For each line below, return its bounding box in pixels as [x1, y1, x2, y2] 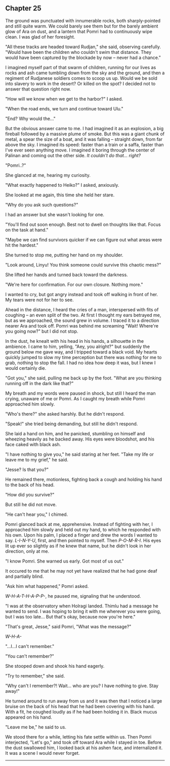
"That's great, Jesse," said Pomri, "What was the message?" [5, 623, 132, 630]
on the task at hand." [5, 226, 49, 233]
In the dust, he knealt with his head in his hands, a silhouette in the [5, 338, 144, 344]
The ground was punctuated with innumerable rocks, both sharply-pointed [5, 17, 161, 23]
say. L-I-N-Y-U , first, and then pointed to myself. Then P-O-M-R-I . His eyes [5, 537, 161, 543]
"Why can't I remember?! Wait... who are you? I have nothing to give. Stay [5, 683, 158, 689]
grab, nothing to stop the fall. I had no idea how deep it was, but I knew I [5, 360, 156, 366]
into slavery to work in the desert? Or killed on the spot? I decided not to [5, 80, 156, 86]
